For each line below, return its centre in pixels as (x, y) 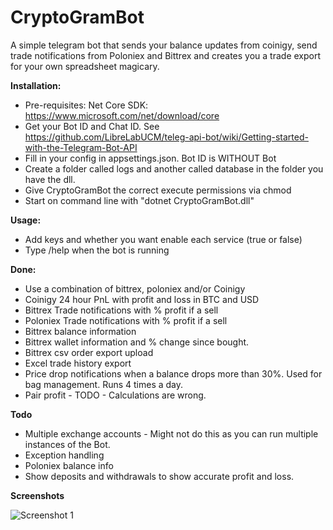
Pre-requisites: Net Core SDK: (86, 105)
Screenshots (37, 495)
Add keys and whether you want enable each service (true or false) (163, 239)
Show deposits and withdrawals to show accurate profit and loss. (159, 476)
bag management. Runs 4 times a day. (104, 384)
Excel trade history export (78, 363)
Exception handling (64, 455)
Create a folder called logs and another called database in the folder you (174, 168)
